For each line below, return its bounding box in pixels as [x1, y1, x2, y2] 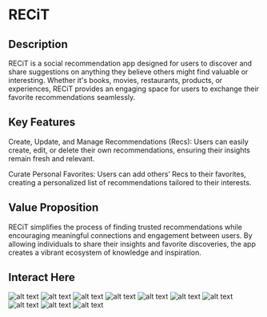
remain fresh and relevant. [8, 153, 95, 163]
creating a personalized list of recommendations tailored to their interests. [8, 177, 252, 187]
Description [8, 38, 68, 51]
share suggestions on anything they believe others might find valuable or [8, 67, 249, 77]
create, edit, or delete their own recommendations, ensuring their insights [8, 145, 250, 155]
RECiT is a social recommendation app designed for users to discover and [8, 58, 253, 68]
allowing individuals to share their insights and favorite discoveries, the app [8, 239, 256, 248]
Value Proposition [8, 201, 99, 215]
